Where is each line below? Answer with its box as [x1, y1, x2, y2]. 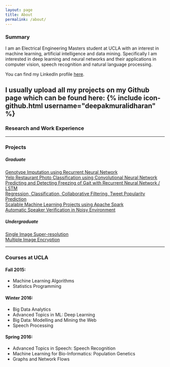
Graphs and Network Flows [12, 356, 70, 362]
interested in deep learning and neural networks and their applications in [5, 56, 157, 62]
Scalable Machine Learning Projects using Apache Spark [5, 201, 124, 208]
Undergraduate [5, 218, 39, 225]
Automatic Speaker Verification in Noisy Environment [5, 207, 116, 213]
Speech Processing [12, 322, 54, 328]
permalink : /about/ [5, 17, 47, 22]
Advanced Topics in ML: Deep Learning [12, 311, 95, 317]
